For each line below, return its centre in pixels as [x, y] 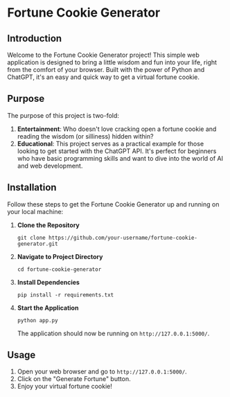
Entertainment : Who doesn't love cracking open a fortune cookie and [117, 129]
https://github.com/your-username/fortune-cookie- [123, 238]
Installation [32, 187]
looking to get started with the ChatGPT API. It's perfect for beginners [117, 151]
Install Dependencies [48, 282]
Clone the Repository [48, 225]
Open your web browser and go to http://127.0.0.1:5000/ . [102, 371]
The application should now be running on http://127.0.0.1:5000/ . [113, 333]
